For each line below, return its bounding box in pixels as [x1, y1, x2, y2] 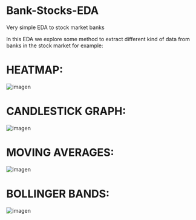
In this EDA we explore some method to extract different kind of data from [6, 35, 191, 42]
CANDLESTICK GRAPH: [6, 104, 126, 118]
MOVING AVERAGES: [6, 146, 114, 159]
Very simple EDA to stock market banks [6, 24, 105, 31]
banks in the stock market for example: [6, 42, 104, 49]
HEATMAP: [6, 63, 64, 77]
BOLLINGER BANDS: [6, 187, 110, 201]
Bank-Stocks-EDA [6, 4, 99, 18]
